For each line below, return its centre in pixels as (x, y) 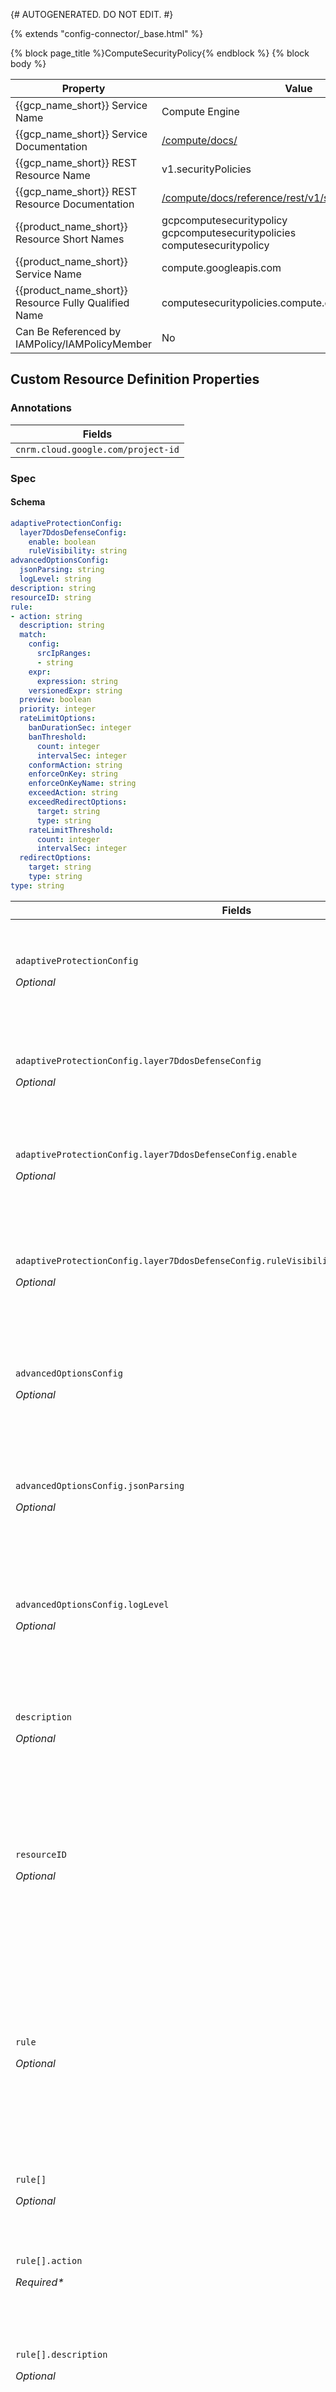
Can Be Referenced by (68, 331)
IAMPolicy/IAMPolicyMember (84, 344)
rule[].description (61, 2354)
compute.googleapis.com (221, 267)
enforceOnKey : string (73, 774)
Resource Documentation (75, 204)
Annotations (41, 408)
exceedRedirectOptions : (78, 802)
